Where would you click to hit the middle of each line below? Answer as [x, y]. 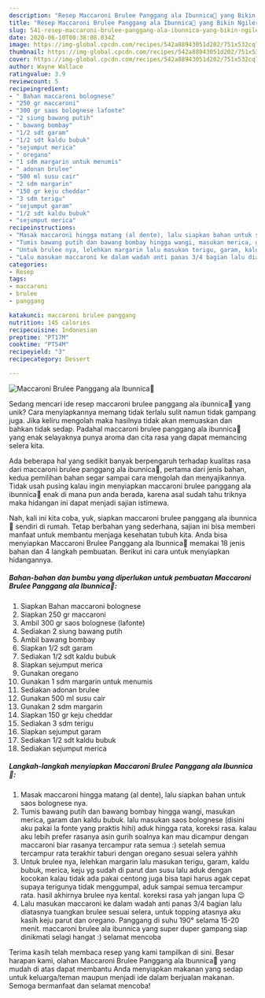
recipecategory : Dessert [50, 359]
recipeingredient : [39, 89]
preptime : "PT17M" [39, 337]
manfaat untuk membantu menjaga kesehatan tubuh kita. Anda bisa [118, 534]
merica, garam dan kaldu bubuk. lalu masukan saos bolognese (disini [132, 819]
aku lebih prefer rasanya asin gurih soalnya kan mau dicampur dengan [134, 837]
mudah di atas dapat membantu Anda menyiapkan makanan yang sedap [126, 969]
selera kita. [27, 445]
